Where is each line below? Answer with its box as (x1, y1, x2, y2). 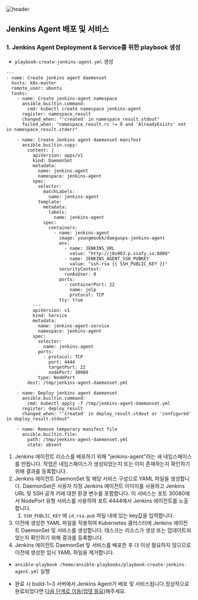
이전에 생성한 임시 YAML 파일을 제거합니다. (14, 549, 115, 556)
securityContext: (59, 266, 102, 272)
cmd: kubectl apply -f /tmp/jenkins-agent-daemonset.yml (27, 400, 170, 406)
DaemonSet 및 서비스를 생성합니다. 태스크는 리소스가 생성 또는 (21, 526, 167, 534)
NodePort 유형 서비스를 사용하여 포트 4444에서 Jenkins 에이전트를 (21, 497, 178, 504)
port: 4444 (48, 359, 76, 365)
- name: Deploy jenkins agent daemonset (17, 390, 118, 396)
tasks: (11, 90, 28, 96)
